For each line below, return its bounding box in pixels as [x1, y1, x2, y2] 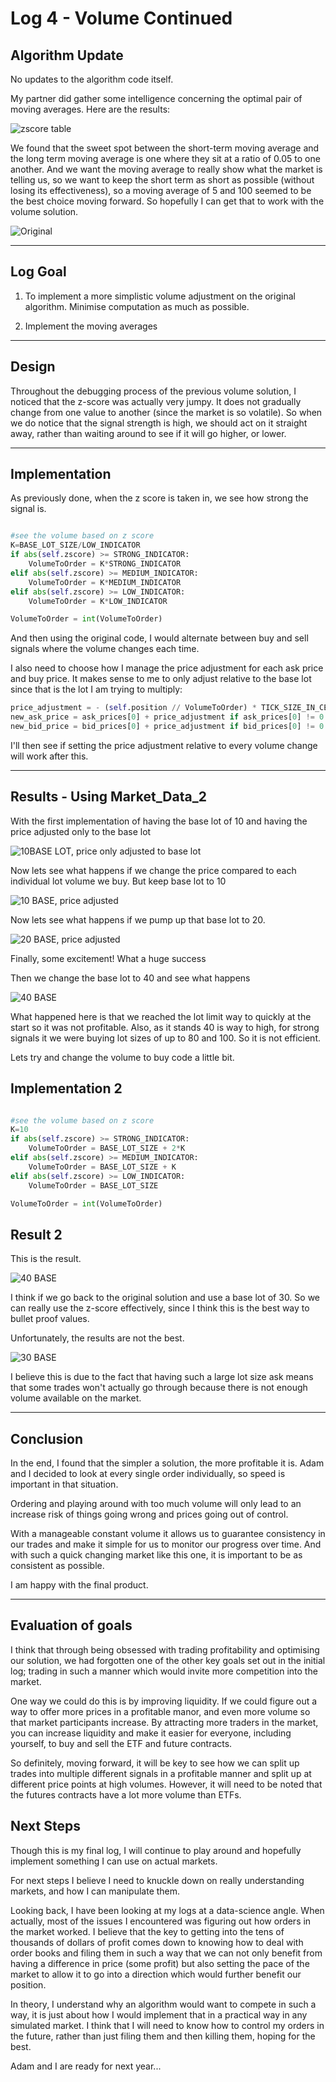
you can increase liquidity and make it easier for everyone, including [10, 1727, 292, 1739]
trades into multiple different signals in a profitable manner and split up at [10, 1767, 312, 1779]
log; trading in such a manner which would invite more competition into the [10, 1665, 318, 1677]
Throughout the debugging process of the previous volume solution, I [10, 385, 297, 397]
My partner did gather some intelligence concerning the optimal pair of [10, 93, 303, 104]
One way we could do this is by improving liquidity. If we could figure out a [10, 1695, 318, 1707]
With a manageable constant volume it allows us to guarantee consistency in [10, 1528, 326, 1540]
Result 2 [10, 1226, 63, 1243]
